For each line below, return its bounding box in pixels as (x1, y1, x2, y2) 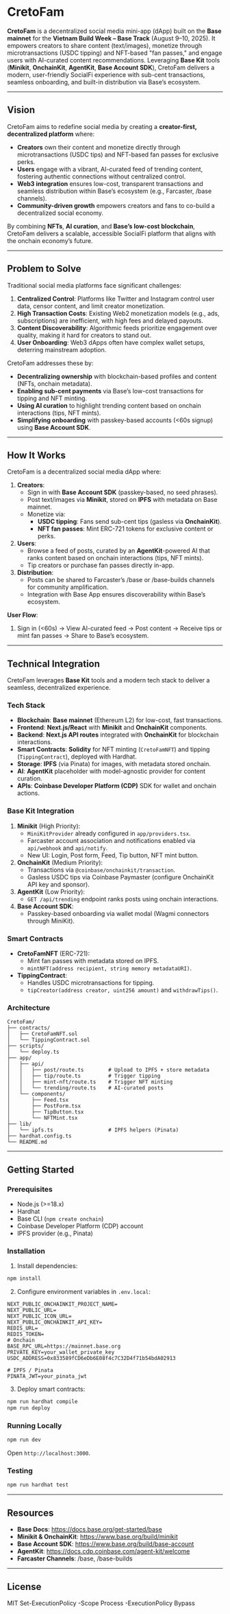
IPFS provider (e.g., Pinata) (16, 1230, 94, 1238)
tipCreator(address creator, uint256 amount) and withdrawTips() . (27, 986, 218, 994)
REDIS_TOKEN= (7, 1331, 44, 1338)
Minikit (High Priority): (16, 822, 81, 830)
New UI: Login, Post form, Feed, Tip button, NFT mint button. (27, 851, 199, 859)
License (7, 1580, 42, 1593)
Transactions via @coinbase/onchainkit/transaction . (27, 866, 176, 874)
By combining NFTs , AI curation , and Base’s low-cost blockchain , (7, 222, 195, 230)
